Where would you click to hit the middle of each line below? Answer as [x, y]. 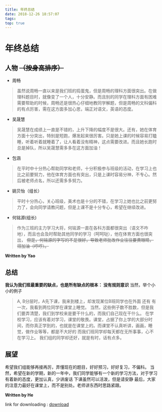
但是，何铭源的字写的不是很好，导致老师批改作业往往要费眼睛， [90, 240]
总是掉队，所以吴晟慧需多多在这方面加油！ [59, 148]
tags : [10, 18]
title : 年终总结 [20, 9]
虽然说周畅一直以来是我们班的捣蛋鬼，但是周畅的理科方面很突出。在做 [87, 91]
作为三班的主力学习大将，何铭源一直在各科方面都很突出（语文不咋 [82, 228]
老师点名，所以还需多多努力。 [55, 181]
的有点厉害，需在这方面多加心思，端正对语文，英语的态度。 [76, 109]
